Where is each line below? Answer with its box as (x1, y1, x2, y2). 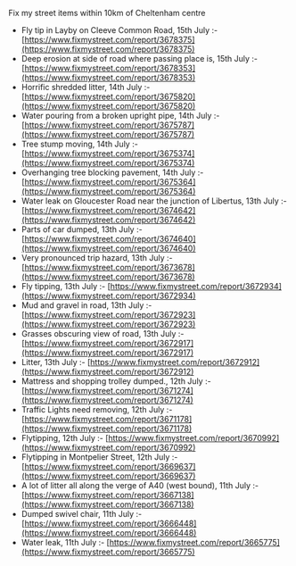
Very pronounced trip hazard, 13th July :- (21, 253, 173, 262)
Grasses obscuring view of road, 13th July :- (21, 329, 185, 338)
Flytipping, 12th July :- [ (21, 433, 109, 443)
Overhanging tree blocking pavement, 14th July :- (21, 167, 204, 178)
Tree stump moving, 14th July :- (21, 138, 139, 149)
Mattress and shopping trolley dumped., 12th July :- (21, 376, 211, 387)
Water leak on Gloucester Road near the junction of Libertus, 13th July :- (21, 196, 287, 206)
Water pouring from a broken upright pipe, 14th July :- (21, 111, 220, 121)
